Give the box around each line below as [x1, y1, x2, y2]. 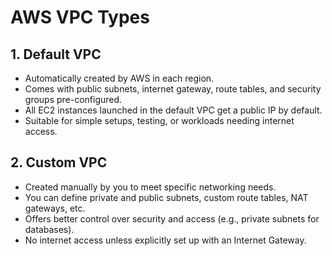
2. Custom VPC [10, 154, 108, 171]
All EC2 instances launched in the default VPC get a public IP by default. [24, 104, 323, 116]
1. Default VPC [10, 46, 102, 63]
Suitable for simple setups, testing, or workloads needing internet [24, 115, 295, 126]
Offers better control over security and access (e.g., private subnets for [24, 212, 320, 225]
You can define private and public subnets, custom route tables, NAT [24, 191, 309, 203]
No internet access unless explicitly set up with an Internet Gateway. [24, 234, 307, 246]
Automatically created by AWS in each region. [24, 72, 215, 84]
